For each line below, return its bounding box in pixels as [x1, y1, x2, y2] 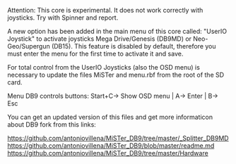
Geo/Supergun [7, 42, 51, 50]
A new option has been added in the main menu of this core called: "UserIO [7, 27, 228, 35]
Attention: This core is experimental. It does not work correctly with [7, 6, 203, 14]
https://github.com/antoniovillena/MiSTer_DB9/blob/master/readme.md [7, 141, 215, 150]
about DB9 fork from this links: [7, 120, 97, 129]
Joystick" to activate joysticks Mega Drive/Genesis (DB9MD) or [7, 34, 192, 43]
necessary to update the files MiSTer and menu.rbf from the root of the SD [7, 70, 225, 79]
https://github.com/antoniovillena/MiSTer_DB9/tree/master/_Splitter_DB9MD [7, 134, 229, 142]
